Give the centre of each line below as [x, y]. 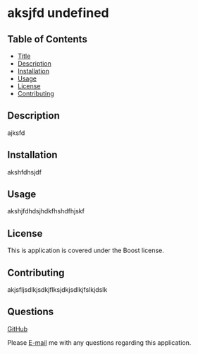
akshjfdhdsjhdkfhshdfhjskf [46, 211]
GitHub [18, 329]
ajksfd [16, 133]
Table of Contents [48, 39]
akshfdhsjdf [25, 172]
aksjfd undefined [58, 13]
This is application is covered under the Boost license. [86, 250]
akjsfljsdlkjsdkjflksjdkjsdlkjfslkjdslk [57, 290]
